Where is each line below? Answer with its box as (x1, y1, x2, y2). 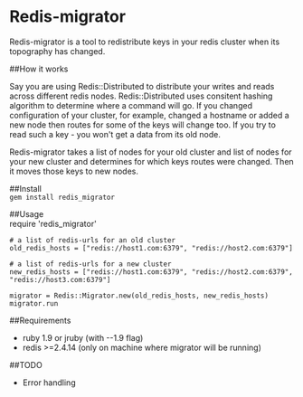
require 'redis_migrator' (9, 218, 97, 229)
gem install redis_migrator (9, 193, 116, 202)
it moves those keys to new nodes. (9, 165, 138, 176)
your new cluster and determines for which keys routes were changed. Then (9, 156, 294, 166)
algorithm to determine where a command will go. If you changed (9, 99, 253, 110)
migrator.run (9, 298, 59, 308)
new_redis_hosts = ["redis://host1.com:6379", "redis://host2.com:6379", (9, 267, 294, 277)
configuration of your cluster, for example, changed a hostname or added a (9, 109, 289, 120)
